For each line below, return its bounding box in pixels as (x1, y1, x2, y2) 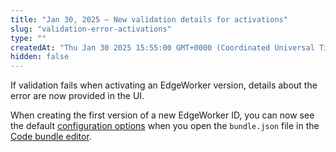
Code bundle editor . (10, 131, 92, 143)
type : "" (10, 33, 47, 43)
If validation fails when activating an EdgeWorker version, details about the (10, 79, 318, 91)
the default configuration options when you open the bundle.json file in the (10, 120, 320, 132)
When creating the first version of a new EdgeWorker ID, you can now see (10, 109, 315, 121)
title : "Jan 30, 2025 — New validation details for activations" (10, 14, 288, 25)
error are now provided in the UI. (10, 90, 145, 102)
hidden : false (10, 52, 70, 62)
